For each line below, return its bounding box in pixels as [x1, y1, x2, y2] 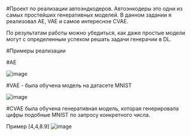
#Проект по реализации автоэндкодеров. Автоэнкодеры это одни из [6, 5, 183, 12]
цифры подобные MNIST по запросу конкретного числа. [6, 112, 151, 118]
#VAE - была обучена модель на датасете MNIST [6, 82, 132, 89]
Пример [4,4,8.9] [6, 123, 50, 130]
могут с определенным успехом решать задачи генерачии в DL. [6, 36, 172, 42]
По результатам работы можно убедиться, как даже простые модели [6, 29, 186, 36]
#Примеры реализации [6, 47, 66, 54]
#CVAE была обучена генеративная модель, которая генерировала [6, 105, 179, 112]
